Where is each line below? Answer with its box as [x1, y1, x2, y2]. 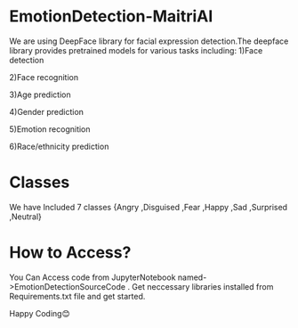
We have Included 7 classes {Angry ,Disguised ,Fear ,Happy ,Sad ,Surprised [9, 201, 287, 212]
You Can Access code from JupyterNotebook [9, 272, 176, 283]
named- [177, 272, 207, 283]
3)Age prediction [9, 89, 71, 100]
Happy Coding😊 [9, 307, 70, 318]
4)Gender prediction [9, 106, 85, 117]
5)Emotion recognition [9, 123, 91, 135]
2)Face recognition [9, 71, 79, 82]
